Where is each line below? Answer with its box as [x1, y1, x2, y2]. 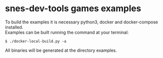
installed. [5, 24, 23, 30]
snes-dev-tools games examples [5, 3, 142, 14]
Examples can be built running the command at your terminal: [5, 29, 129, 35]
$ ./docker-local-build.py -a [5, 39, 67, 44]
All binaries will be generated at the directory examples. [5, 47, 117, 53]
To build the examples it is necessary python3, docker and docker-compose [5, 19, 158, 25]
